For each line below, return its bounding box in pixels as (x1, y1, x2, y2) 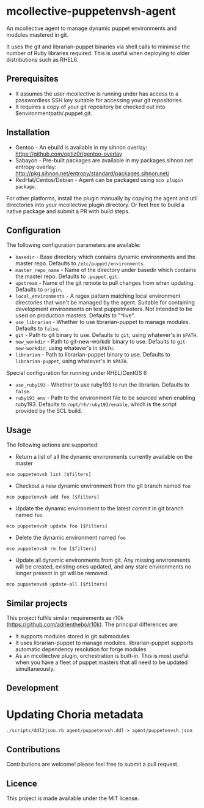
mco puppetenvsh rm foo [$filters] (6, 546, 97, 552)
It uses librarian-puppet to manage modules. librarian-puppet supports (15, 639, 194, 646)
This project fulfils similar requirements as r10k (6, 614, 124, 621)
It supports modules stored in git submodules (15, 633, 129, 640)
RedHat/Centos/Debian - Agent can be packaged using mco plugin (15, 176, 183, 183)
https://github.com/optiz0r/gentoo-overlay (15, 150, 123, 157)
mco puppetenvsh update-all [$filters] (6, 581, 108, 587)
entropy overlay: (15, 163, 57, 170)
